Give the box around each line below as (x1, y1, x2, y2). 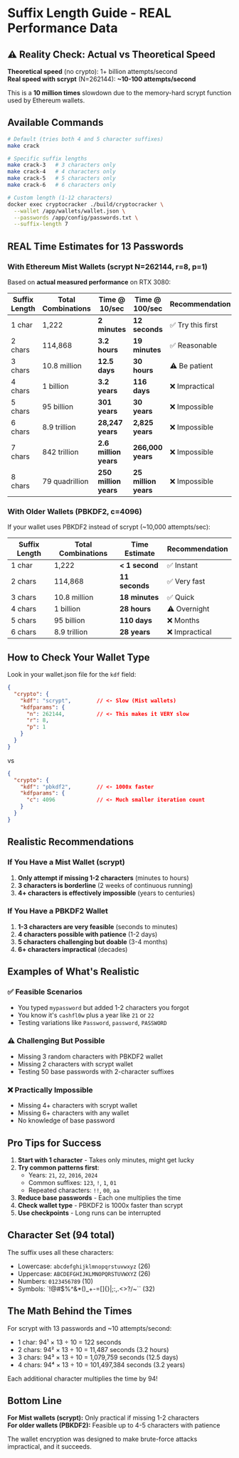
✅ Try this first (169, 320, 218, 330)
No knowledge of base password (17, 1116, 115, 1125)
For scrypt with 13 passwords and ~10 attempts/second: (7, 1324, 172, 1332)
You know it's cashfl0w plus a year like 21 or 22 (17, 1011, 154, 1019)
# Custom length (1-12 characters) (7, 194, 113, 201)
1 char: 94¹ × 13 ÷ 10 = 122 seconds (17, 1338, 122, 1346)
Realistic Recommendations (7, 836, 134, 848)
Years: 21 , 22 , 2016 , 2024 (28, 1171, 98, 1179)
